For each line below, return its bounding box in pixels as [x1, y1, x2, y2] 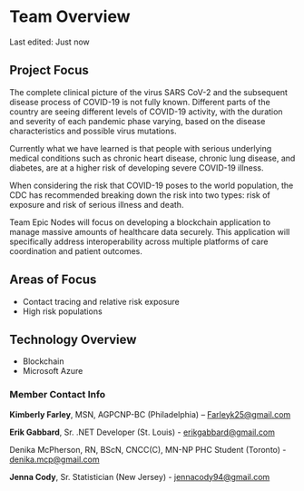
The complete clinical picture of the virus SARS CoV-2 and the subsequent [9, 86, 289, 97]
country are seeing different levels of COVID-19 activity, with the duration [9, 106, 283, 117]
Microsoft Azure [22, 366, 83, 377]
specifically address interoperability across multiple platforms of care [9, 236, 269, 247]
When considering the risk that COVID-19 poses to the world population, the [9, 180, 294, 191]
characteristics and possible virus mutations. [9, 125, 177, 136]
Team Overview [9, 6, 131, 27]
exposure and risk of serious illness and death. [9, 199, 184, 210]
